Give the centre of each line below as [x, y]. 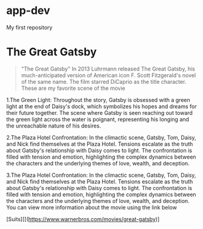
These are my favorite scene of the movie [73, 88]
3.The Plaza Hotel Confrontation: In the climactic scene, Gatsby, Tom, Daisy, [101, 175]
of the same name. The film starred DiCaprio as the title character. [104, 81]
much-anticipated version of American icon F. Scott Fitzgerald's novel [108, 75]
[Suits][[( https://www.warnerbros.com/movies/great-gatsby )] [83, 219]
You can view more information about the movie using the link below [92, 207]
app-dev [28, 11]
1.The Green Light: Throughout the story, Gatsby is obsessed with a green [98, 100]
